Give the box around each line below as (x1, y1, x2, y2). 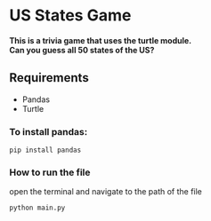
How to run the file (9, 166, 91, 178)
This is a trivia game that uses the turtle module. (9, 35, 192, 45)
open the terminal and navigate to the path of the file (9, 186, 203, 197)
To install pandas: (9, 125, 88, 138)
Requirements (9, 70, 89, 85)
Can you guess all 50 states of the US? (9, 44, 155, 55)
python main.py (9, 203, 66, 213)
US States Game (9, 5, 132, 26)
